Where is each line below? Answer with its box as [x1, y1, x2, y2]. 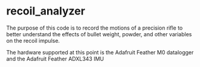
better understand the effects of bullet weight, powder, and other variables [6, 30, 192, 37]
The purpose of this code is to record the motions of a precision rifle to [6, 24, 183, 31]
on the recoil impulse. [6, 37, 60, 44]
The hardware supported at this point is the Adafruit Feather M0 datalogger [6, 48, 194, 56]
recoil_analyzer [6, 4, 86, 18]
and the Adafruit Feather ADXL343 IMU [6, 55, 105, 62]
